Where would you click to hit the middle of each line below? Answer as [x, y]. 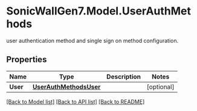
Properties [27, 59]
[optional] [160, 87]
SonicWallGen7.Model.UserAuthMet [99, 11]
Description [124, 77]
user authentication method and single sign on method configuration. [92, 40]
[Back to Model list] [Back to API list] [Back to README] [76, 101]
